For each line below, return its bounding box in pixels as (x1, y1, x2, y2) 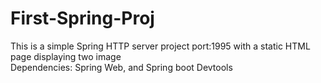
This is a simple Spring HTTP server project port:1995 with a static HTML (10, 40, 311, 52)
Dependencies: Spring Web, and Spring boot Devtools (10, 61, 233, 73)
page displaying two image (10, 50, 122, 62)
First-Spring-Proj (10, 7, 155, 30)
